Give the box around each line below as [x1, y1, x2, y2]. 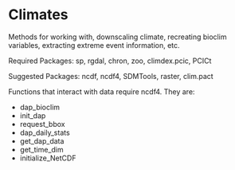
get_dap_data [19, 136, 65, 145]
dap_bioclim [19, 102, 61, 112]
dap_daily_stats [19, 128, 70, 137]
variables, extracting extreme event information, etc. [8, 40, 181, 49]
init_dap [19, 110, 46, 121]
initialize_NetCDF [19, 153, 76, 163]
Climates [8, 6, 69, 24]
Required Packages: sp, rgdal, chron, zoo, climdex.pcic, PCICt [8, 56, 212, 65]
